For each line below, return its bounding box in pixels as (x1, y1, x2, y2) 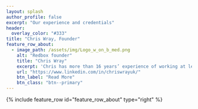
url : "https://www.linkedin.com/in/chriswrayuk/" (16, 69, 141, 75)
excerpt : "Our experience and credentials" (6, 19, 115, 25)
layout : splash (6, 8, 44, 15)
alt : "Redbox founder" (16, 52, 72, 58)
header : (6, 25, 25, 31)
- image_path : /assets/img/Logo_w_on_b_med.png (11, 47, 131, 53)
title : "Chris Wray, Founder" (6, 36, 81, 42)
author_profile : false (6, 14, 62, 20)
